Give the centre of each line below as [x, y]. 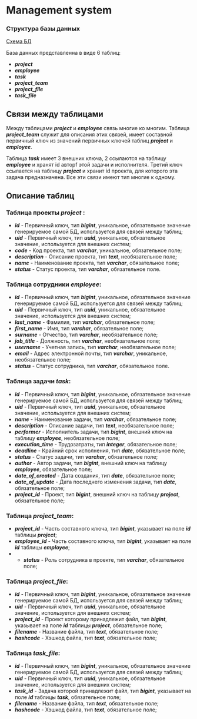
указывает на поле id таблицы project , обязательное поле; [89, 625]
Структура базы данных [43, 29]
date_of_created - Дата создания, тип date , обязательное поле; [95, 475]
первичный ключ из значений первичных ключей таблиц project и [90, 141]
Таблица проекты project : [46, 213]
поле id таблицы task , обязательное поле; [68, 697]
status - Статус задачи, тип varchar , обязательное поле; [86, 456]
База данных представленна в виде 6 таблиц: [64, 53]
